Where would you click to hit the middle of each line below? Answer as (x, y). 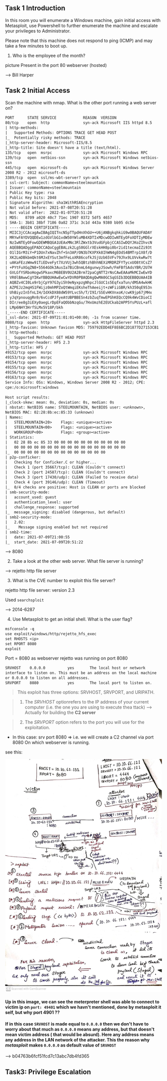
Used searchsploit (25, 600)
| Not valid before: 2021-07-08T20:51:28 (49, 207)
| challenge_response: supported (42, 507)
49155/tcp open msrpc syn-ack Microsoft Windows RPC (77, 367)
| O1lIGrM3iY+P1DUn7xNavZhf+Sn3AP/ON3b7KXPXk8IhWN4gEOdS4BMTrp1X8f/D (79, 252)
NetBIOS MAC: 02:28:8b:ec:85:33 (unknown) (50, 412)
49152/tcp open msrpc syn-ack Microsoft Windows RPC (77, 352)
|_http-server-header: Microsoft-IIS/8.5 (49, 143)
